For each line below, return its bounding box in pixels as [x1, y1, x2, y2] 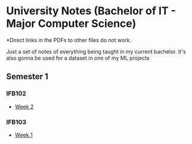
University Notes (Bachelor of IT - [6, 4, 176, 18]
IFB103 [6, 118, 27, 126]
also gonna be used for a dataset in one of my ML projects [6, 54, 150, 61]
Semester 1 [6, 71, 49, 82]
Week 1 [14, 131, 33, 138]
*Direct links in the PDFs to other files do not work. [6, 36, 132, 43]
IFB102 [6, 89, 27, 98]
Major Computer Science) [6, 17, 137, 30]
